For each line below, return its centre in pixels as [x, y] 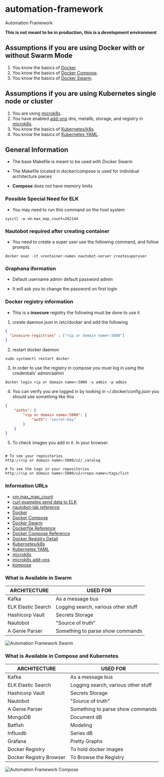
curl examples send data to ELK [44, 502]
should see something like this [43, 397]
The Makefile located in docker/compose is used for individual [76, 171]
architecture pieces [32, 176]
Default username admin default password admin [62, 279]
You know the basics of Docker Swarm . [52, 78]
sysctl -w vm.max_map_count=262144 [42, 218]
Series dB [82, 734]
